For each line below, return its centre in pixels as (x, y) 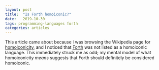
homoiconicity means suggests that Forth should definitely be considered (80, 58)
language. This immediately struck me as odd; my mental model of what (78, 53)
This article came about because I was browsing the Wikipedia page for (78, 42)
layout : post (18, 10)
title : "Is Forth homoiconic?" (38, 14)
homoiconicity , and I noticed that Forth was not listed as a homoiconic (76, 47)
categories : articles (27, 28)
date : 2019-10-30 (25, 19)
